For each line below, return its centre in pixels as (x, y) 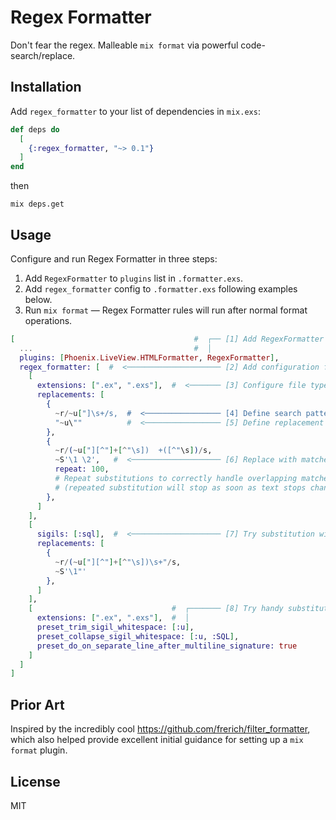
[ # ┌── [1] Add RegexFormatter (167, 339)
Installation (46, 87)
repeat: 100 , (82, 469)
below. (38, 299)
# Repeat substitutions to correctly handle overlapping (176, 479)
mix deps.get (37, 204)
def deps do (35, 129)
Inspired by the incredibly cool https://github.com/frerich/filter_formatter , (160, 729)
